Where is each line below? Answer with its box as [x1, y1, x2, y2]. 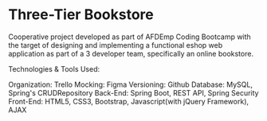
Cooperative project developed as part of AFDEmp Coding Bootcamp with [8, 32, 251, 41]
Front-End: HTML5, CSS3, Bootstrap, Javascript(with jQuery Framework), [8, 96, 249, 106]
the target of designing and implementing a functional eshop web [8, 40, 223, 49]
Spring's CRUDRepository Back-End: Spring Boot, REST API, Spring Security [8, 88, 259, 97]
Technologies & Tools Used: [8, 64, 100, 73]
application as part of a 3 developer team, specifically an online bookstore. [8, 49, 253, 58]
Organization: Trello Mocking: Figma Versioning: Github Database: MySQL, [8, 80, 253, 89]
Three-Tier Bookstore [8, 6, 154, 24]
